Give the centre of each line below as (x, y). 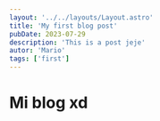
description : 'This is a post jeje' (77, 42)
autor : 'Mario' (38, 51)
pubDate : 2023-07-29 (48, 34)
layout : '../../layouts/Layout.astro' (81, 17)
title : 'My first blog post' (63, 26)
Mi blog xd (49, 103)
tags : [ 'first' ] (39, 59)
